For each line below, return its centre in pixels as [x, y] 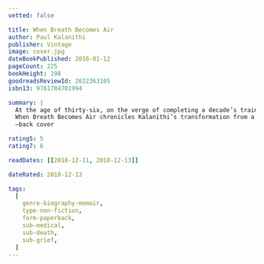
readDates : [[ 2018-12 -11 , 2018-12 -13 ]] [73, 160]
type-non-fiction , [52, 211]
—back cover [35, 125]
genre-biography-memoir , [63, 203]
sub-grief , [40, 240]
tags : [17, 189]
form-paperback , [49, 218]
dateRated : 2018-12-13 [45, 174]
